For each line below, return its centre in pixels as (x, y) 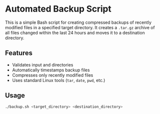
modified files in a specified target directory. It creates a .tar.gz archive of (80, 27)
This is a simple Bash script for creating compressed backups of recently (78, 22)
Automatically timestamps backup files (51, 70)
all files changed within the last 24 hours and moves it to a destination (75, 33)
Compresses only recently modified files (53, 75)
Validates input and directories (43, 65)
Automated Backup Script (58, 9)
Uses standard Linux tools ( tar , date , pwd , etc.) (59, 80)
